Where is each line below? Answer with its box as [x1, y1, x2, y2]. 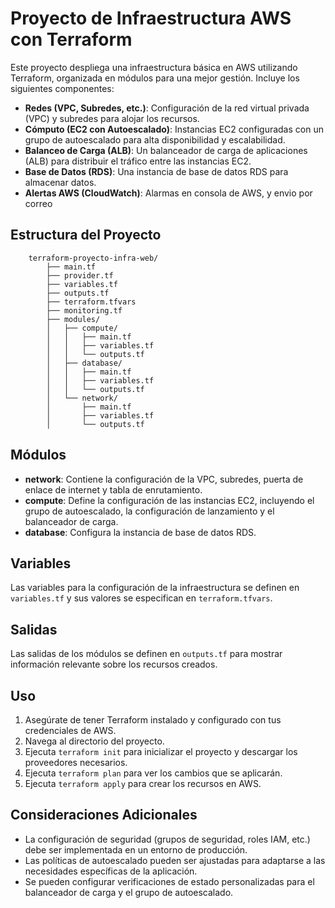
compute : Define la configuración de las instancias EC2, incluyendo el [24, 494, 315, 506]
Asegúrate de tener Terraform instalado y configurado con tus [24, 714, 282, 726]
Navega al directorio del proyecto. [24, 735, 165, 747]
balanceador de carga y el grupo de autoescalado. [24, 886, 234, 898]
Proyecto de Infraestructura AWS [10, 7, 292, 30]
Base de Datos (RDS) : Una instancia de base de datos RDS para [24, 165, 289, 177]
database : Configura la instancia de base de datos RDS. [24, 526, 257, 538]
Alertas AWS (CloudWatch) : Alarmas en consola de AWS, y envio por [24, 187, 313, 199]
